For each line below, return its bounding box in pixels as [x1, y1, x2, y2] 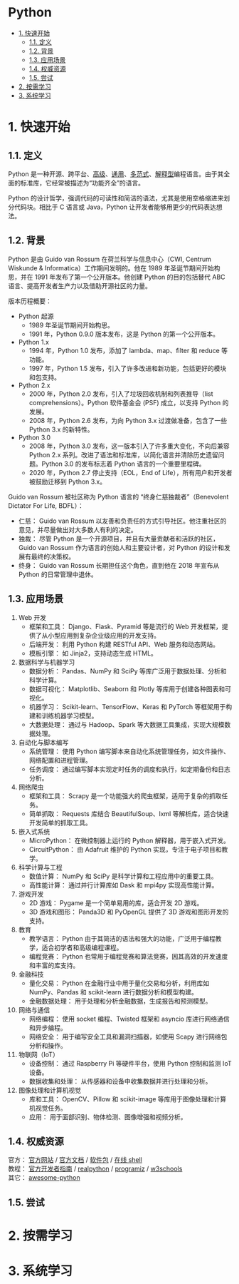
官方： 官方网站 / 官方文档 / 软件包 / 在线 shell [8, 1156, 143, 1164]
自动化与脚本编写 [18, 738, 69, 746]
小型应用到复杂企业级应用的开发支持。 [48, 631, 161, 639]
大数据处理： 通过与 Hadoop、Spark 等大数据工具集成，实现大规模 [28, 720, 225, 728]
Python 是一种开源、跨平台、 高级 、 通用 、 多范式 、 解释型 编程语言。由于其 [8, 169, 224, 178]
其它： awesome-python [8, 1173, 80, 1182]
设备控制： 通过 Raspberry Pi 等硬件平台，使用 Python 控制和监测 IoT [28, 1059, 232, 1067]
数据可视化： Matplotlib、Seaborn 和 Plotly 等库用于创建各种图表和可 [28, 684, 232, 693]
